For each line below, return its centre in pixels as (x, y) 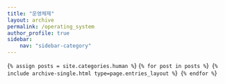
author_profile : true (39, 33)
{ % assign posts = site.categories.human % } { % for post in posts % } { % (112, 66)
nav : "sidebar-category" (56, 46)
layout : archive (31, 20)
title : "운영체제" (31, 14)
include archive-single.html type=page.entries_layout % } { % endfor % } (112, 73)
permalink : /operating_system (51, 26)
